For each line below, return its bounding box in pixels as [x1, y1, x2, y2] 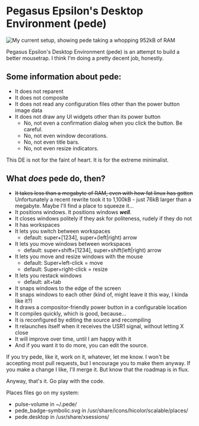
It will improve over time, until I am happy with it [14, 335, 132, 342]
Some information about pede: [6, 72, 122, 82]
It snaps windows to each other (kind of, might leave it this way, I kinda [14, 291, 188, 298]
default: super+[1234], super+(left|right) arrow [23, 234, 138, 241]
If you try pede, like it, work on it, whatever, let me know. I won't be [6, 353, 170, 360]
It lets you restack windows [14, 271, 82, 279]
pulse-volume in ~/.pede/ [14, 400, 77, 408]
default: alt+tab [23, 278, 61, 285]
